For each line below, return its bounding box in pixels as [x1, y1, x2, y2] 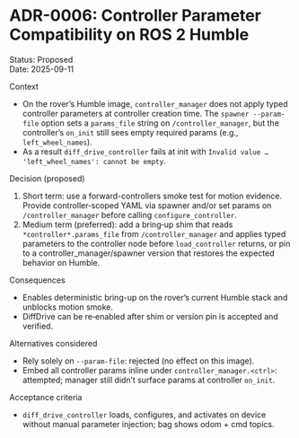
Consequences [9, 275, 66, 285]
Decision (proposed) [9, 172, 85, 184]
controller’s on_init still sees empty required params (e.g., [22, 127, 239, 137]
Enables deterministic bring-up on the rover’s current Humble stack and [22, 292, 288, 302]
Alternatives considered [9, 337, 98, 348]
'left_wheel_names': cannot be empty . [22, 155, 166, 166]
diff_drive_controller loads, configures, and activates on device [22, 409, 267, 420]
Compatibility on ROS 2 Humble [9, 24, 250, 45]
